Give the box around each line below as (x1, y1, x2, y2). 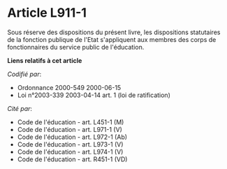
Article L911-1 (7, 5, 87, 21)
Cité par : (7, 104, 33, 112)
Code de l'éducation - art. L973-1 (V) (17, 140, 124, 148)
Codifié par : (7, 70, 42, 78)
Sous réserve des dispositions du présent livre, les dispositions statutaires (7, 28, 221, 36)
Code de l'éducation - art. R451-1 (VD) (17, 155, 128, 163)
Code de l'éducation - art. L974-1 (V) (17, 147, 124, 156)
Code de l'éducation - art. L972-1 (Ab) (17, 133, 128, 141)
